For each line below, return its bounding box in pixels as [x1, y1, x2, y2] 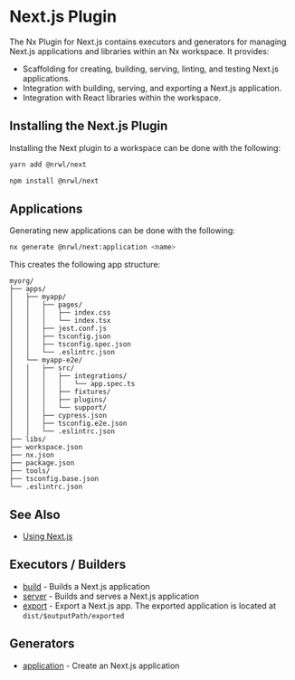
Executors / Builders [9, 557, 127, 572]
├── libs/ [9, 435, 47, 444]
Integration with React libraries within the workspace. [22, 92, 222, 103]
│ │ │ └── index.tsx [9, 316, 111, 326]
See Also [9, 506, 61, 522]
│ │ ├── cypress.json [9, 411, 107, 420]
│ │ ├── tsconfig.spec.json [9, 340, 131, 349]
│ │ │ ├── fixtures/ [9, 387, 111, 397]
